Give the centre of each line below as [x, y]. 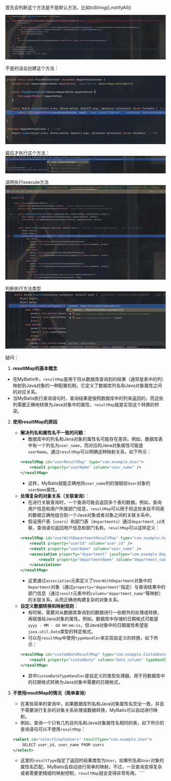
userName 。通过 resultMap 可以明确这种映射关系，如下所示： [90, 452]
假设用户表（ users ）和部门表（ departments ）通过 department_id [94, 521]
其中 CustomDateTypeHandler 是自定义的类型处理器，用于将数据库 [94, 676]
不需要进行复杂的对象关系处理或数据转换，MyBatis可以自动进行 [87, 710]
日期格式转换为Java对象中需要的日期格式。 [78, 682]
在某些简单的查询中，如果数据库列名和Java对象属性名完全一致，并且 [92, 704]
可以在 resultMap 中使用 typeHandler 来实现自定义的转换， [86, 638]
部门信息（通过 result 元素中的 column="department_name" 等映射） [96, 593]
